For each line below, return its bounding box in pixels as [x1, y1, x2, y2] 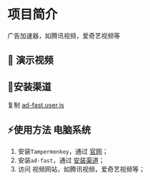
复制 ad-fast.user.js [7, 101, 64, 110]
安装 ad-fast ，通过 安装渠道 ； [17, 156, 105, 164]
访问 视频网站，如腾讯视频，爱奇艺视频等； [17, 164, 145, 173]
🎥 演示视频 [7, 54, 54, 66]
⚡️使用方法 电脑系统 [7, 124, 91, 136]
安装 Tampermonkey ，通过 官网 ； [17, 147, 109, 155]
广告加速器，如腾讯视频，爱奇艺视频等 [7, 31, 120, 40]
